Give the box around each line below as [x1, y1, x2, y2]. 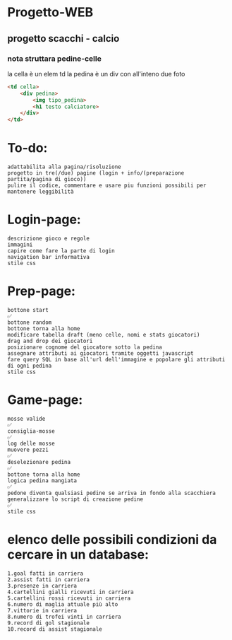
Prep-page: [7, 284, 76, 299]
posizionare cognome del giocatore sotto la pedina [7, 344, 162, 351]
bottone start [7, 306, 49, 313]
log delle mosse [7, 440, 55, 447]
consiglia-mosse [7, 427, 55, 435]
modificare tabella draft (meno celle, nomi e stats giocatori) [7, 331, 200, 338]
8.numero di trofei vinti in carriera [7, 613, 121, 620]
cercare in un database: [7, 547, 149, 563]
